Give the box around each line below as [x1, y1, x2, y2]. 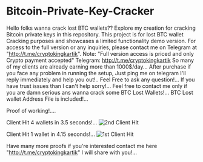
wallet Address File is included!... [6, 95, 89, 103]
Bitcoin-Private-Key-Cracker [6, 4, 155, 18]
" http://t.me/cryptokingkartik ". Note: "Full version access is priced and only [6, 50, 194, 57]
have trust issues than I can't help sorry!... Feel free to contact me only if [6, 82, 188, 89]
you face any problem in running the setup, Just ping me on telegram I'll [6, 69, 186, 76]
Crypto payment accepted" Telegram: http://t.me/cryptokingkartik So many [6, 56, 195, 64]
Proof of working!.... [6, 107, 56, 114]
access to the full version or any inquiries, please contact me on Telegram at [6, 44, 197, 51]
